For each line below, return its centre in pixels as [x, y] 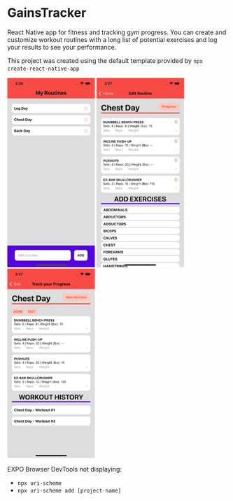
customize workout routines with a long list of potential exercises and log [112, 39]
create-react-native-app [43, 69]
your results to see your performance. [62, 47]
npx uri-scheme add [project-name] [69, 491]
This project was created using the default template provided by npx [105, 60]
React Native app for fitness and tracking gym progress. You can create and [117, 32]
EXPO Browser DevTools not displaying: [65, 469]
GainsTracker [47, 13]
